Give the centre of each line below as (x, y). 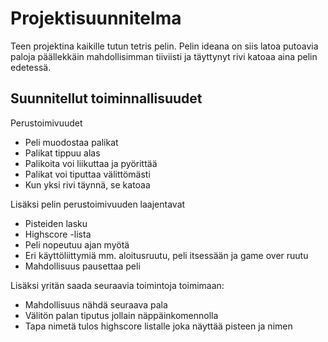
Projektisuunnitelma (96, 18)
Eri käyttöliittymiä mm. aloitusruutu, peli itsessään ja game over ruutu (166, 255)
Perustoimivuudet (46, 123)
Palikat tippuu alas (62, 153)
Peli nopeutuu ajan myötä (77, 244)
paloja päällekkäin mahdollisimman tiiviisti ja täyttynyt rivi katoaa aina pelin (164, 56)
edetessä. (31, 67)
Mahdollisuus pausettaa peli (82, 266)
